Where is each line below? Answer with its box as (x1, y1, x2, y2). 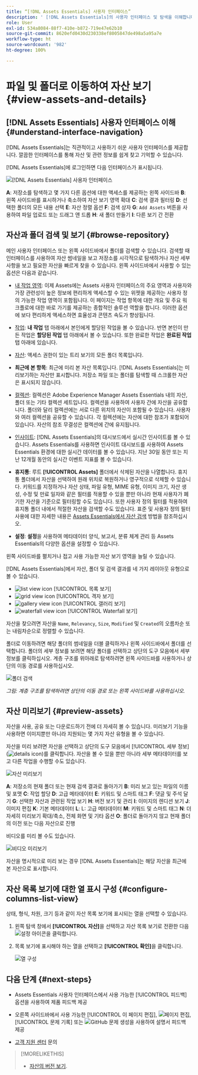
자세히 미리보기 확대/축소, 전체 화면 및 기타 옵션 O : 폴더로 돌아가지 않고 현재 (6, 812, 180, 820)
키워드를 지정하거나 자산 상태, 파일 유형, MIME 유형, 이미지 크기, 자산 (22, 483, 181, 490)
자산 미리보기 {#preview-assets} (6, 706, 124, 716)
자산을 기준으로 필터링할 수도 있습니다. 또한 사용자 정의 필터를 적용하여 (25, 498, 188, 505)
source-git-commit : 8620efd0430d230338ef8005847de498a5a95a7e (6, 31, 162, 37)
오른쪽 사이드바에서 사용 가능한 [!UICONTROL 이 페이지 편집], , (14, 1011, 192, 1018)
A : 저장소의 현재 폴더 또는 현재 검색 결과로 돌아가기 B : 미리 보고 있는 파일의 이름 (6, 783, 189, 790)
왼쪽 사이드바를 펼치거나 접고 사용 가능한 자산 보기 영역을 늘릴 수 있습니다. (6, 552, 176, 559)
